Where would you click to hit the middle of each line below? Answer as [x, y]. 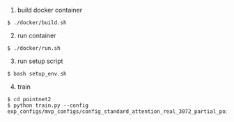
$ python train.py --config [48, 105]
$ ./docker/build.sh [37, 23]
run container [37, 35]
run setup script [40, 61]
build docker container [49, 10]
